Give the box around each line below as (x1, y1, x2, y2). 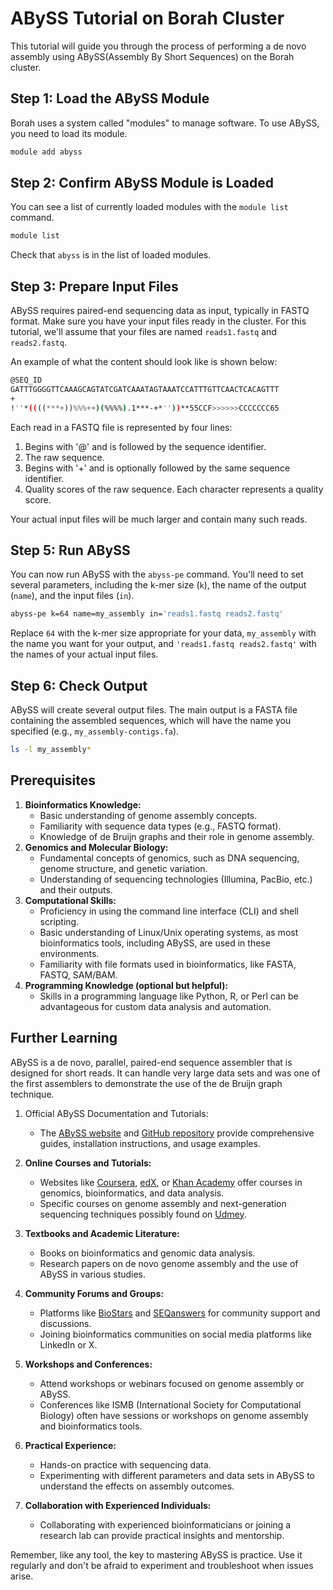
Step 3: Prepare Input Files (10, 278, 179, 295)
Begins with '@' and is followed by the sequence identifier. (24, 440, 267, 452)
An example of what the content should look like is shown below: (10, 356, 278, 368)
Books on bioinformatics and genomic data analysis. (39, 1247, 256, 1259)
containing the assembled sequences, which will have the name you (10, 715, 292, 727)
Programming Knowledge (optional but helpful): (24, 979, 229, 991)
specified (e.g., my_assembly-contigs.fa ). (10, 725, 180, 737)
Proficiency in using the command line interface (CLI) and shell (39, 905, 300, 917)
